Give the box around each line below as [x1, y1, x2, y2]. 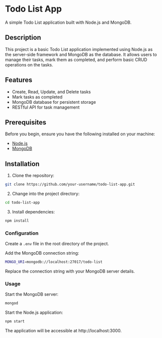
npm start [5, 319, 25, 324]
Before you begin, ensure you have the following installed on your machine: [5, 131, 155, 137]
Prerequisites [5, 118, 46, 127]
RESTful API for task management [12, 104, 80, 110]
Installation [5, 160, 40, 168]
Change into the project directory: [12, 191, 80, 197]
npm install [5, 218, 29, 223]
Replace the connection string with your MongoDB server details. [5, 268, 135, 274]
